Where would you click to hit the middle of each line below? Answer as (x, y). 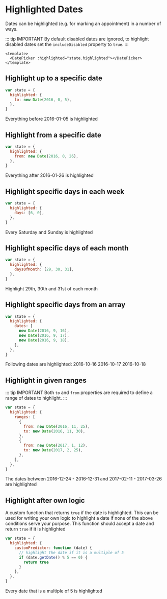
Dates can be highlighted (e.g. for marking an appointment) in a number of (83, 24)
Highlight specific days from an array (65, 305)
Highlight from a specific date (53, 135)
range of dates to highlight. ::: (36, 398)
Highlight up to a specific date (54, 78)
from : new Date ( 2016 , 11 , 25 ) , (57, 426)
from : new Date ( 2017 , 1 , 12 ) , (55, 446)
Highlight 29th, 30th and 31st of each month (52, 289)
